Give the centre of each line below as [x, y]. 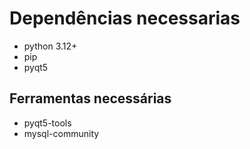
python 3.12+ [50, 46]
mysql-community [61, 133]
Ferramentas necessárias [90, 98]
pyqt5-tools [47, 123]
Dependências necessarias [125, 18]
